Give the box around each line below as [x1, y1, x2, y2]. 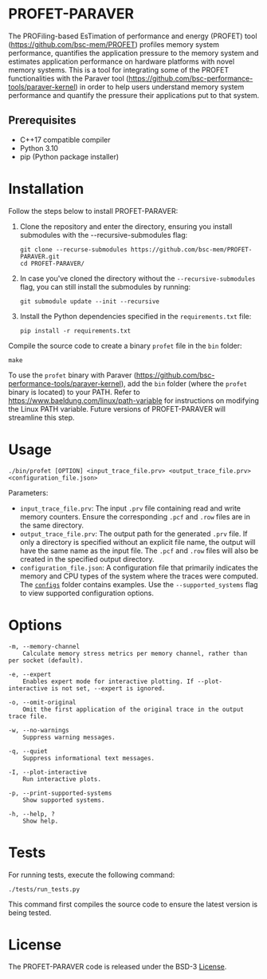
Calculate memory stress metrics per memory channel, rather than [22, 649, 248, 657]
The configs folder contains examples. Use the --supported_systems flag [19, 579, 258, 589]
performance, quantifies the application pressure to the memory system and [8, 48, 259, 57]
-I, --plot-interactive [8, 768, 88, 776]
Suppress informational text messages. [22, 754, 155, 762]
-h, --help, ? [8, 810, 56, 818]
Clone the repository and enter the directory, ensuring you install [19, 221, 233, 231]
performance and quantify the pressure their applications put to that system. [8, 90, 260, 100]
